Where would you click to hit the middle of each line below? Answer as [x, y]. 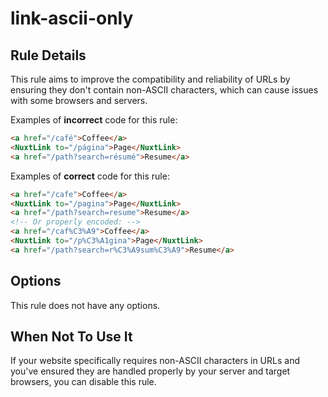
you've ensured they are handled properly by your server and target [150, 371]
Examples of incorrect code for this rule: [94, 120]
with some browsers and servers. [79, 100]
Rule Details [48, 55]
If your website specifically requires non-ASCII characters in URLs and [155, 361]
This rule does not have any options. [85, 305]
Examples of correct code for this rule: [90, 176]
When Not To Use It [71, 336]
